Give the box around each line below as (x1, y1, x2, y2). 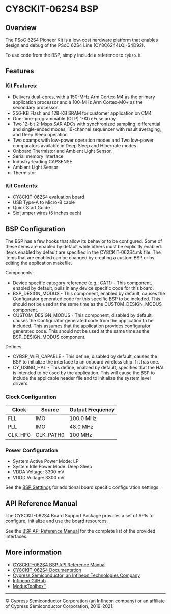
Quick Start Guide (12, 204, 50, 210)
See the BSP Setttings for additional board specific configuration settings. (5, 484, 160, 490)
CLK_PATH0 (35, 431, 65, 438)
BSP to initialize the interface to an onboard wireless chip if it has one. (12, 358, 159, 365)
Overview (5, 23, 37, 32)
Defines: (5, 343, 23, 349)
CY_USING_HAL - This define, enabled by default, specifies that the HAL (12, 364, 165, 370)
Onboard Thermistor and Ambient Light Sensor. (12, 148, 112, 154)
